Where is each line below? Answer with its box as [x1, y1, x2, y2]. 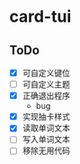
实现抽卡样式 [22, 111, 70, 122]
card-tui [9, 6, 72, 27]
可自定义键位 [22, 68, 70, 78]
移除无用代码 [22, 145, 70, 156]
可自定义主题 [22, 79, 70, 90]
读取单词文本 [22, 122, 70, 133]
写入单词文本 [22, 134, 70, 145]
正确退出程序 [22, 91, 70, 101]
